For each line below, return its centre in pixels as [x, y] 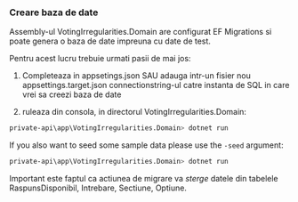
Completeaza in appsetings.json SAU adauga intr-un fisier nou [136, 76]
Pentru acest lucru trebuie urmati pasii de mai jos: [100, 59]
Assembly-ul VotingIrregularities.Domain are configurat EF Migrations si [141, 32]
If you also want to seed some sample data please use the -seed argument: [146, 145]
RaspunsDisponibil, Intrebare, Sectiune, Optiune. [98, 188]
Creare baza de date [54, 12]
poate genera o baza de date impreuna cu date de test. [110, 41]
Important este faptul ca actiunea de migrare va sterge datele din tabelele [144, 179]
